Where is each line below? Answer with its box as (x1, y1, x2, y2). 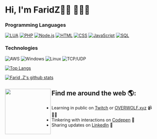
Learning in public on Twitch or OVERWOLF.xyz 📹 (52, 105, 152, 110)
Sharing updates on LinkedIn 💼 (52, 122, 113, 128)
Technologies (5, 45, 38, 51)
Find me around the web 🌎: (52, 89, 137, 97)
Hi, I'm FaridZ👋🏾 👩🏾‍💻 (5, 4, 90, 15)
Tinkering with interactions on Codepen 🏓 (52, 117, 135, 123)
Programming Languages (5, 22, 67, 29)
